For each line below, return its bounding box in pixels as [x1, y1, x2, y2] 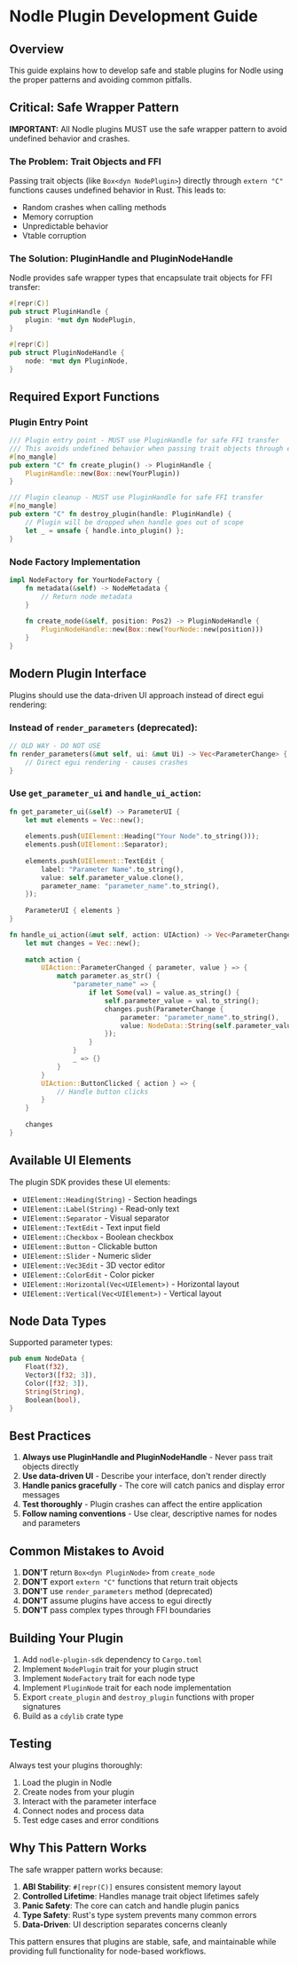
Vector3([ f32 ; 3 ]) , [25, 1371, 98, 1380]
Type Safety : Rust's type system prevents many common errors [21, 1909, 257, 1920]
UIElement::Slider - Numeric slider [21, 1250, 152, 1261]
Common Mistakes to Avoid [9, 1544, 165, 1559]
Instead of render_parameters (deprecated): [9, 721, 198, 734]
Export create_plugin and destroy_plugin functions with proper [21, 1692, 255, 1702]
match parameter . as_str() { [56, 971, 161, 981]
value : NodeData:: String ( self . [120, 1021, 237, 1030]
